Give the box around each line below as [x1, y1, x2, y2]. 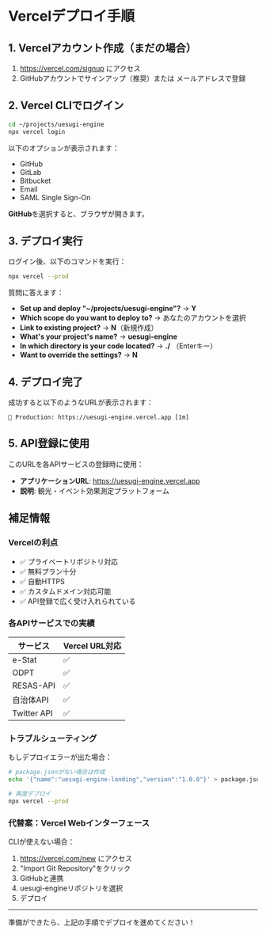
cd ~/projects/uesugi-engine [8, 120, 104, 128]
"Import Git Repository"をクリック [19, 864, 131, 873]
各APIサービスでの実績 [8, 618, 95, 629]
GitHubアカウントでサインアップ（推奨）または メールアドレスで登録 [19, 74, 246, 83]
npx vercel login [8, 127, 66, 135]
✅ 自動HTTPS [19, 576, 65, 586]
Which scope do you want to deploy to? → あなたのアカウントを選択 [19, 313, 247, 323]
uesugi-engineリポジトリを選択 [19, 883, 123, 893]
